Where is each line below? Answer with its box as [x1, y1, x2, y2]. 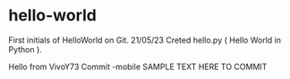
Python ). [8, 43, 42, 54]
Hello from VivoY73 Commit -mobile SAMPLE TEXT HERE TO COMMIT [8, 61, 268, 72]
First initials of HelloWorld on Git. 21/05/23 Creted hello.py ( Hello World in [8, 35, 281, 45]
